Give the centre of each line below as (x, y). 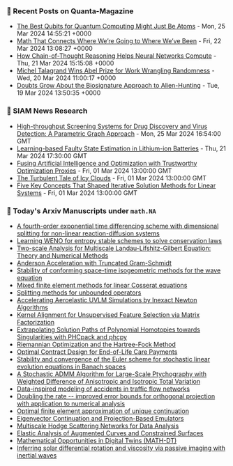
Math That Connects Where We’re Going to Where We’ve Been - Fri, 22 (119, 41)
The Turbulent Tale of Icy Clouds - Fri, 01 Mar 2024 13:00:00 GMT (112, 178)
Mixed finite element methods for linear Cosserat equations (102, 285)
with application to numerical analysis (71, 403)
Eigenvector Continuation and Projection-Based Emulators (100, 418)
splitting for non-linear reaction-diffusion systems (88, 233)
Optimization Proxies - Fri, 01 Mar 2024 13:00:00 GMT (94, 171)
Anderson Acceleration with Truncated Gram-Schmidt (94, 263)
